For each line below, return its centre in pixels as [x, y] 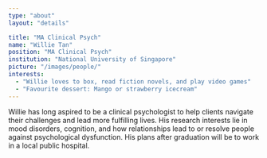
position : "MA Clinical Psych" [60, 52]
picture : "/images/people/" [55, 67]
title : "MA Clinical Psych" [55, 37]
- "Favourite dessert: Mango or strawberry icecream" [106, 89]
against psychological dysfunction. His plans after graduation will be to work [134, 137]
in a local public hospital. [49, 145]
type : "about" [32, 15]
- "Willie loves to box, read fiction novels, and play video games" [133, 81]
